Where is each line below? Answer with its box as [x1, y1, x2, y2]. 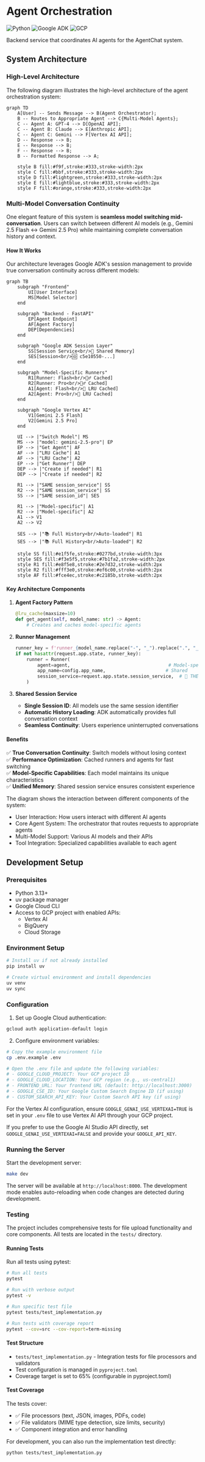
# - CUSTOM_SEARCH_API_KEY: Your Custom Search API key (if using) [6, 1094, 182, 1100]
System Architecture [6, 54, 87, 65]
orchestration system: [6, 93, 62, 100]
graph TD [6, 105, 29, 111]
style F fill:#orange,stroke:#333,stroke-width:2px [17, 185, 151, 191]
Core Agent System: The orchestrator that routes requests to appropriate [15, 820, 199, 827]
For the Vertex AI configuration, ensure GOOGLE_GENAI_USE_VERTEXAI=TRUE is [6, 1105, 193, 1112]
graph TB [6, 278, 29, 285]
